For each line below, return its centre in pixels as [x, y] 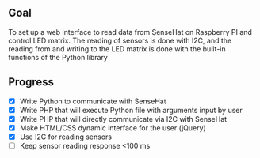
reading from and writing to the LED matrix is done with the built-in [117, 49]
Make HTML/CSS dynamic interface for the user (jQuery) [113, 128]
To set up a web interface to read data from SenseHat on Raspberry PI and [130, 32]
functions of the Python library [58, 57]
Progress [31, 82]
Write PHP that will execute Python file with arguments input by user [131, 110]
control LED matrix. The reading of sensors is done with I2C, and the [120, 40]
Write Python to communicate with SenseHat [93, 101]
